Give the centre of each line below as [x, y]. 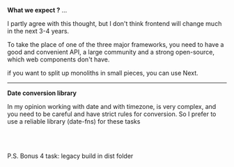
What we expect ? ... [37, 10]
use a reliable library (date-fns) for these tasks [74, 121]
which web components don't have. [58, 59]
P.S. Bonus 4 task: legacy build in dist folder [70, 156]
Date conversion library [42, 93]
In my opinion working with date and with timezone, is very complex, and [112, 107]
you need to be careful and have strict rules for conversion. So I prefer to [112, 114]
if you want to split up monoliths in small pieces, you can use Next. [103, 73]
